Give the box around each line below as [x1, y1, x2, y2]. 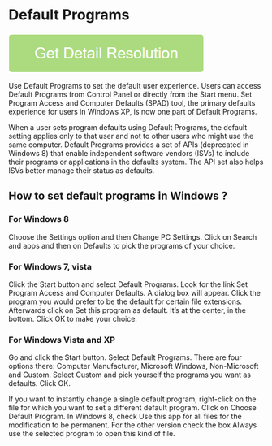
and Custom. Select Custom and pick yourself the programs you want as [8, 370, 252, 379]
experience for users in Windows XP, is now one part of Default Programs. [8, 106, 257, 116]
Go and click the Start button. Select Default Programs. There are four [8, 353, 242, 362]
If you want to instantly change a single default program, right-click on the [8, 394, 257, 404]
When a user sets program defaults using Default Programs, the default [8, 122, 248, 132]
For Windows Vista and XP [8, 334, 116, 345]
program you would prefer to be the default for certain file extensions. [8, 297, 242, 306]
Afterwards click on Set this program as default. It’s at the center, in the [8, 305, 246, 314]
